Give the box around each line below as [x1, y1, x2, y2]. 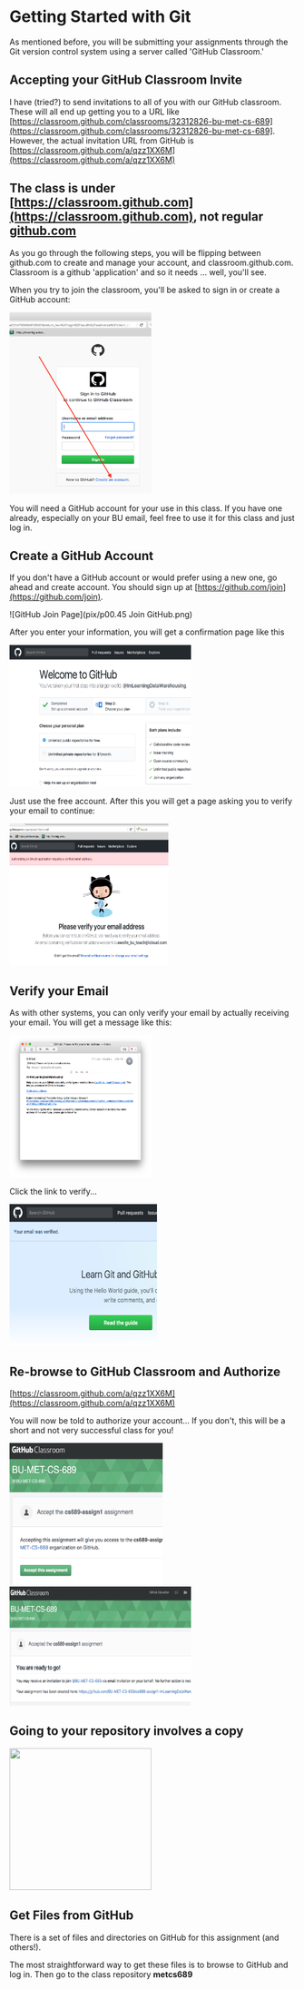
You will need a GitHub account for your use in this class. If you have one [9, 502, 283, 514]
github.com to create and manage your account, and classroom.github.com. [9, 257, 294, 268]
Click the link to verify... [9, 1187, 98, 1197]
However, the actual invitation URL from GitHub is [9, 134, 194, 146]
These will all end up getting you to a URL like [9, 106, 180, 117]
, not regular [193, 209, 264, 224]
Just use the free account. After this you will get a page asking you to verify [9, 796, 293, 807]
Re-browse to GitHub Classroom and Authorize [9, 1364, 281, 1379]
